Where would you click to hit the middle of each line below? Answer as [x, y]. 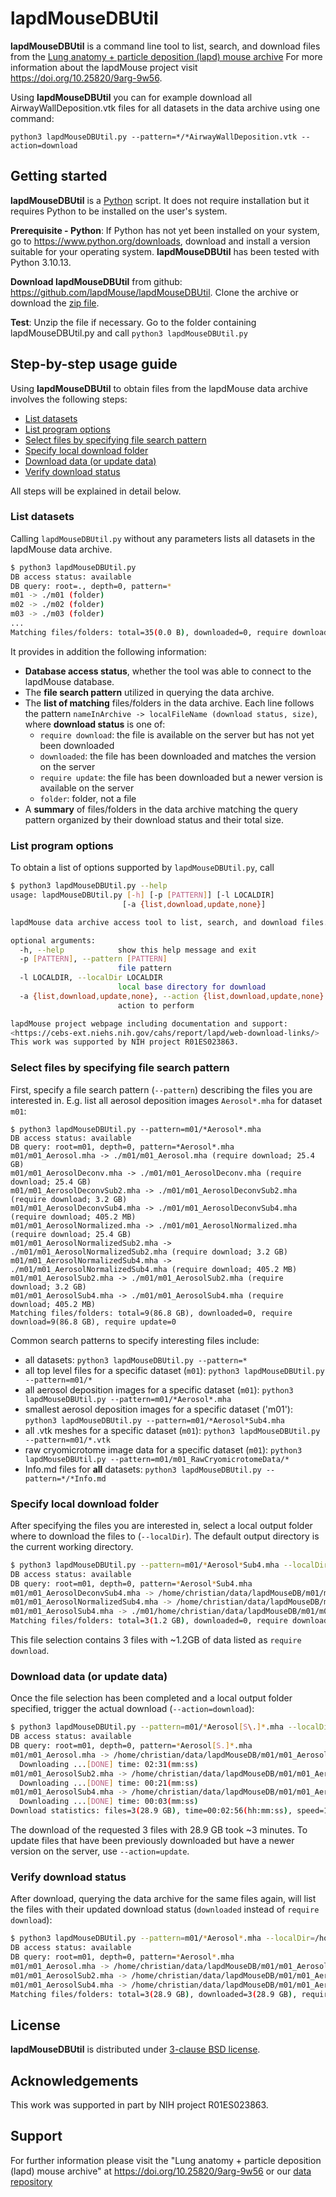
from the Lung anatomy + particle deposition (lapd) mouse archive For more [166, 56]
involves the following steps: [69, 399]
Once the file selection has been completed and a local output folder [151, 1698]
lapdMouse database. [69, 681]
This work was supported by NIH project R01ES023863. [125, 1042]
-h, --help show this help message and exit [138, 950]
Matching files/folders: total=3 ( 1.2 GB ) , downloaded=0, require [149, 1621]
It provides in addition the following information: [108, 651]
